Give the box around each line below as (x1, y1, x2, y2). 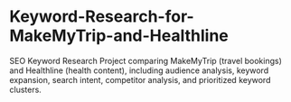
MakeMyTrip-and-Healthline (9, 25, 229, 46)
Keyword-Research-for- (9, 6, 194, 27)
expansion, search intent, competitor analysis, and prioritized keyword (9, 74, 271, 85)
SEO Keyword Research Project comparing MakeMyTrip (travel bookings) (9, 55, 283, 66)
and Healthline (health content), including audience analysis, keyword (9, 65, 269, 76)
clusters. (9, 84, 42, 95)
